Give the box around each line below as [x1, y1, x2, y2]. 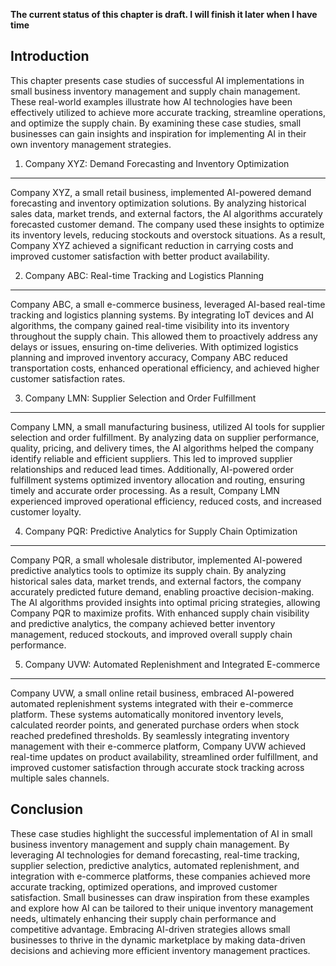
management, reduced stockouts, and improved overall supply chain [10, 628, 293, 640]
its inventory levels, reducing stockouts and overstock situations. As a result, [10, 229, 326, 241]
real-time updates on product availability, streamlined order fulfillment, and [10, 750, 319, 763]
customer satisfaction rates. [10, 372, 126, 384]
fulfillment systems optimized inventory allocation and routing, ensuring [10, 474, 306, 486]
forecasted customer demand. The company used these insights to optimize [10, 218, 325, 230]
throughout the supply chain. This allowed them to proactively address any [10, 330, 318, 342]
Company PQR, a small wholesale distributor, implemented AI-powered [10, 554, 303, 566]
